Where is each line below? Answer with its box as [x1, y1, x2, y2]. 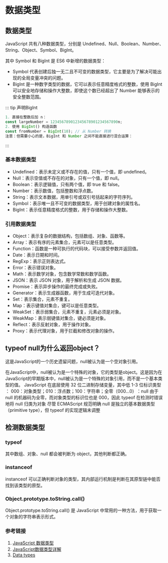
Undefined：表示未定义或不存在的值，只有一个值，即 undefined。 [12, 168, 149, 175]
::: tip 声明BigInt [5, 105, 38, 110]
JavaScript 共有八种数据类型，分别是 [5, 41, 82, 47]
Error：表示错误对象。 [12, 264, 59, 271]
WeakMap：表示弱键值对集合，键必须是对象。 [12, 315, 109, 321]
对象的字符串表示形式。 [9, 514, 58, 520]
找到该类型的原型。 [5, 482, 45, 488]
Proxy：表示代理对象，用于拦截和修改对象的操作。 [12, 327, 117, 334]
